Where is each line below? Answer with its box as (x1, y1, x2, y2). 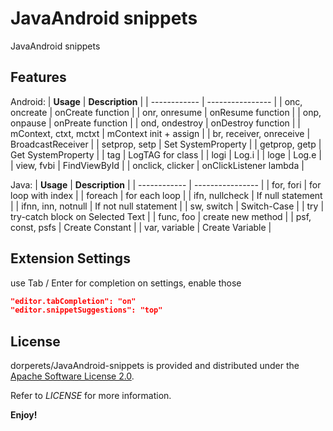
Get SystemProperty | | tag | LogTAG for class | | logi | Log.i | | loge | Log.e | (10, 148, 322, 161)
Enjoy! (10, 409, 38, 421)
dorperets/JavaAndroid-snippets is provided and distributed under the (10, 360, 300, 372)
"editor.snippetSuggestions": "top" (10, 305, 163, 316)
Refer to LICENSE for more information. (10, 390, 172, 402)
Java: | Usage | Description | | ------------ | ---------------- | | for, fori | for (10, 178, 322, 191)
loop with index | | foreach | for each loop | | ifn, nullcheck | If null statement (10, 189, 323, 201)
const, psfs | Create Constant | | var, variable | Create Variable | (10, 221, 272, 233)
